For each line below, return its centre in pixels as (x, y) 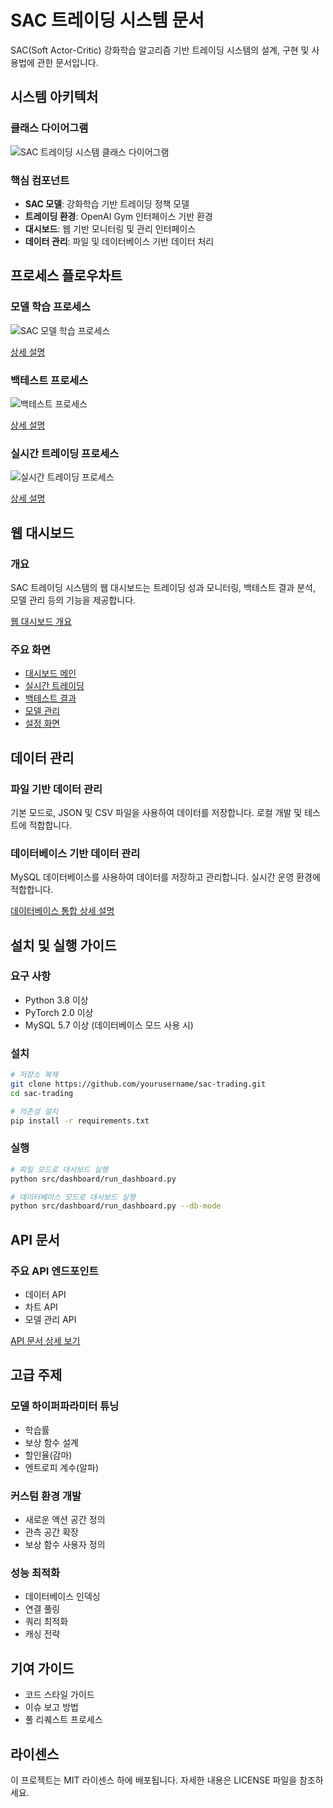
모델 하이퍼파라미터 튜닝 (65, 1406)
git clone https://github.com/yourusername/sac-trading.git (138, 1084)
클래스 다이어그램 (49, 128)
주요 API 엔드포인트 (54, 1271)
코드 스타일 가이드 (59, 1695)
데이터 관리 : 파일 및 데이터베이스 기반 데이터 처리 (119, 241)
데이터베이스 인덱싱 (62, 1597)
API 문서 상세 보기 (45, 1341)
